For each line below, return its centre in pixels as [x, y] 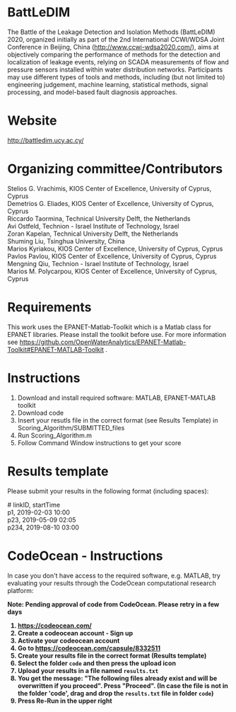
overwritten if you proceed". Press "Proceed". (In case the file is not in [123, 685]
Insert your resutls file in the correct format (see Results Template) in [118, 420]
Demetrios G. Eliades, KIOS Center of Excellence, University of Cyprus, [111, 203]
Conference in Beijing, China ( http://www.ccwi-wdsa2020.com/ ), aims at [113, 47]
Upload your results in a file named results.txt [88, 670]
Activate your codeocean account [69, 641]
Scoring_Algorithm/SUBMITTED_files [71, 427]
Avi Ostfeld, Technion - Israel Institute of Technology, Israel [93, 226]
